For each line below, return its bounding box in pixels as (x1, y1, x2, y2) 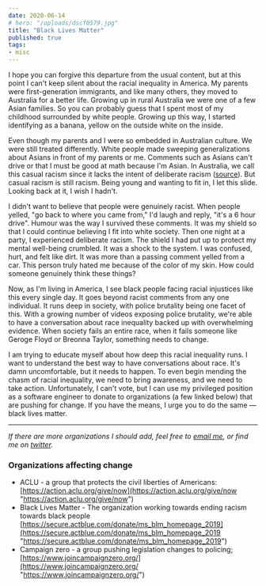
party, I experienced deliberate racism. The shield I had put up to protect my (8, 235, 256, 244)
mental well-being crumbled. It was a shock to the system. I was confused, (8, 244, 253, 253)
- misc (8, 48, 30, 56)
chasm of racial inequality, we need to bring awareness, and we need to (8, 375, 243, 384)
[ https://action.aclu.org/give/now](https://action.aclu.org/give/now (19, 486, 237, 495)
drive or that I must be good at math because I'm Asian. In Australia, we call (8, 161, 255, 170)
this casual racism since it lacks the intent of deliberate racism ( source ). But (8, 169, 256, 179)
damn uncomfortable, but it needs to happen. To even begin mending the (8, 367, 247, 376)
